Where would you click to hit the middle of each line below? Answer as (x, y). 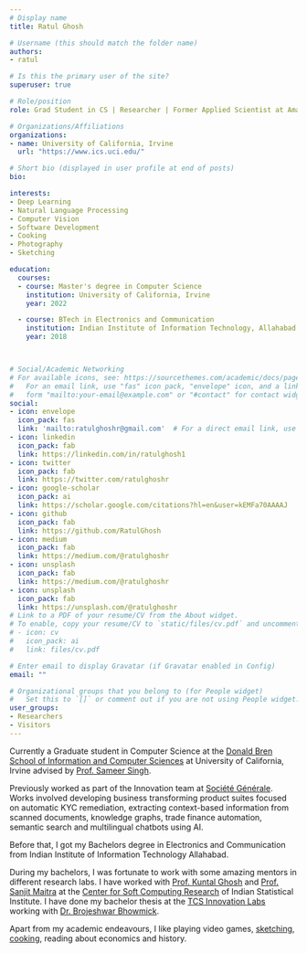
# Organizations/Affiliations (67, 126)
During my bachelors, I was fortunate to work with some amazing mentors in (153, 872)
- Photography (37, 244)
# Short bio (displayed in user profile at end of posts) (122, 169)
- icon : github (38, 514)
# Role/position (40, 101)
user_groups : (34, 708)
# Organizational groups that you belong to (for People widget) (136, 691)
